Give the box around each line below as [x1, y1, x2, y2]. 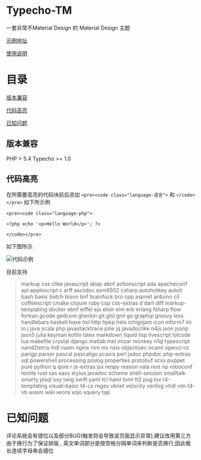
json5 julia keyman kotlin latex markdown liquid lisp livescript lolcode [20, 331, 191, 338]
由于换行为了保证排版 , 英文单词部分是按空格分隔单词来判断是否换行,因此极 [6, 440, 191, 447]
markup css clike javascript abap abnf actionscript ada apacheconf [20, 280, 188, 287]
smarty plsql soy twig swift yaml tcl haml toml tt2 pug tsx [20, 375, 162, 383]
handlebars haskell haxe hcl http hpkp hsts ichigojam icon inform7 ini [20, 318, 192, 326]
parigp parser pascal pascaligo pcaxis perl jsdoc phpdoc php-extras [20, 350, 191, 357]
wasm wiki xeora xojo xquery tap [29, 388, 110, 396]
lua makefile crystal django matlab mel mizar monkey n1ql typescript [20, 337, 190, 345]
